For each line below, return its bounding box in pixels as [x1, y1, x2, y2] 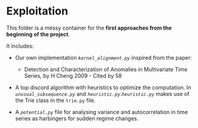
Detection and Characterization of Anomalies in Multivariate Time [24, 65, 188, 73]
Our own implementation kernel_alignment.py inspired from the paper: [15, 54, 193, 61]
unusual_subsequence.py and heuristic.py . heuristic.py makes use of [15, 90, 190, 97]
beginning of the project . [6, 30, 70, 37]
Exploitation [6, 4, 69, 18]
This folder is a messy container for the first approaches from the [6, 24, 172, 31]
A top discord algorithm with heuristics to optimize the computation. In [15, 83, 191, 91]
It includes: [6, 42, 34, 50]
